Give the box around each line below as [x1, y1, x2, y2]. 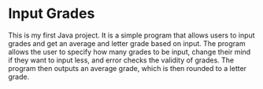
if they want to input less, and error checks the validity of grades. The [8, 55, 235, 65]
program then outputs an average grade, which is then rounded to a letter [8, 63, 246, 73]
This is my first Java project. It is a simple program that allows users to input [8, 30, 255, 40]
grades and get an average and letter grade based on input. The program [8, 38, 246, 48]
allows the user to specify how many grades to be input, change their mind [8, 47, 251, 56]
